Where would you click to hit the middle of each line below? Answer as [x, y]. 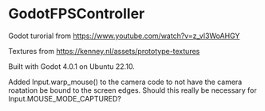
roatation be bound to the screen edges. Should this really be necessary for [132, 90]
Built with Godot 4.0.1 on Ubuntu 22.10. [72, 66]
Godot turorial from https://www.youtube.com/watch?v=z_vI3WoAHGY [124, 36]
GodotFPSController [77, 14]
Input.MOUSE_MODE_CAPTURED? [65, 98]
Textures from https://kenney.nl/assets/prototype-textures [104, 51]
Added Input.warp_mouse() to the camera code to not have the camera [125, 82]
